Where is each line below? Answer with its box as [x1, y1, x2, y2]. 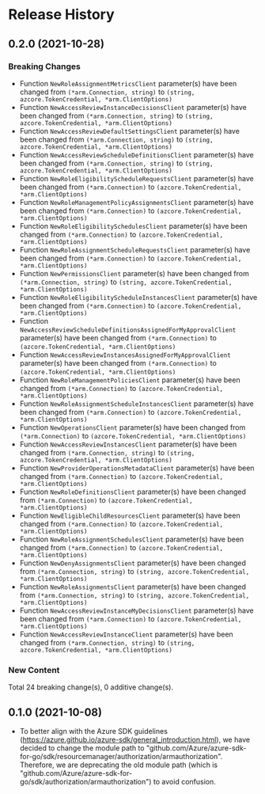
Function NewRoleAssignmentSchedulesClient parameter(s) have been [19, 534, 244, 544]
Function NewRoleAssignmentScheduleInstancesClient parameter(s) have [19, 398, 255, 408]
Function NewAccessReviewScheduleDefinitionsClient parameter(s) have [19, 150, 255, 159]
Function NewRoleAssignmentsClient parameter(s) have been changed [19, 582, 247, 591]
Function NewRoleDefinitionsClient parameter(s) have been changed [19, 487, 247, 496]
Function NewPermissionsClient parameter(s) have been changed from [19, 268, 249, 278]
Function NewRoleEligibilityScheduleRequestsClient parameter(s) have [19, 173, 255, 183]
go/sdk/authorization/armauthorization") [19, 777, 152, 786]
